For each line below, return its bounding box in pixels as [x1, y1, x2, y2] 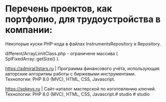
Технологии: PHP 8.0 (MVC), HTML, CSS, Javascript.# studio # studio [5, 91, 150, 97]
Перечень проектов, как [5, 3, 112, 14]
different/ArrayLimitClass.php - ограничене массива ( [5, 50, 118, 56]
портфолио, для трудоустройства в [5, 13, 161, 25]
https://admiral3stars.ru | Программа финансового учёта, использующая [5, 65, 160, 71]
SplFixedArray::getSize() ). [5, 55, 60, 61]
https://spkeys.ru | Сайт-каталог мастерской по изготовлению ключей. [5, 85, 156, 91]
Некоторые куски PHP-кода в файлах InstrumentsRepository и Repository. [5, 40, 161, 46]
